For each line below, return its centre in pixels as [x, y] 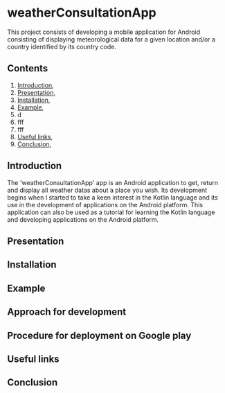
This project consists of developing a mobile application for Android [104, 32]
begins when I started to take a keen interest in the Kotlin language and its [112, 197]
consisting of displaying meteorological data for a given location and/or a [111, 39]
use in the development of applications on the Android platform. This [105, 204]
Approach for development [67, 312]
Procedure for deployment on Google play [99, 335]
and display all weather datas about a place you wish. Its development [107, 190]
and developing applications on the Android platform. [83, 219]
